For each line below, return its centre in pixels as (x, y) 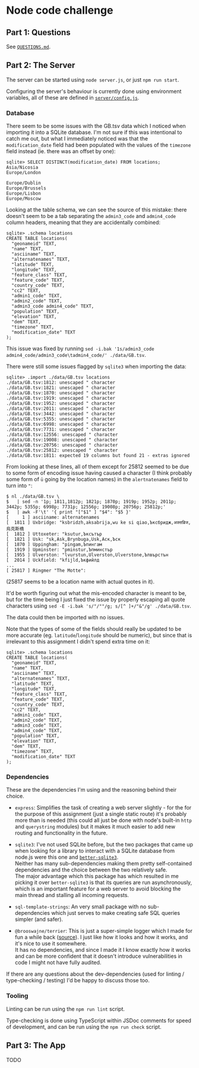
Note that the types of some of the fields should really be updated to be (94, 629)
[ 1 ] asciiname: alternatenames (53, 518)
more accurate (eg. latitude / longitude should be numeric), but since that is (99, 636)
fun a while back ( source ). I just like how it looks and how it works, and (101, 937)
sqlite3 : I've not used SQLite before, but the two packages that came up (104, 845)
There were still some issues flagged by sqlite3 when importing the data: (96, 366)
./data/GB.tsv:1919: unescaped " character (61, 398)
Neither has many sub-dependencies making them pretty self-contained (103, 864)
